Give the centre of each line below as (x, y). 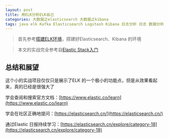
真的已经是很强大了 (34, 87)
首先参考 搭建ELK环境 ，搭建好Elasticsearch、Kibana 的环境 (79, 39)
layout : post (19, 10)
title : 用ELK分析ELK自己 (30, 15)
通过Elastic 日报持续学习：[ (34, 124)
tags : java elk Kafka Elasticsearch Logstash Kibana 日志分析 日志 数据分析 (85, 24)
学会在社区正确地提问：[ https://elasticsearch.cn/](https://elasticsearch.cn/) (84, 114)
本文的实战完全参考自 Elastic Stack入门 (58, 50)
